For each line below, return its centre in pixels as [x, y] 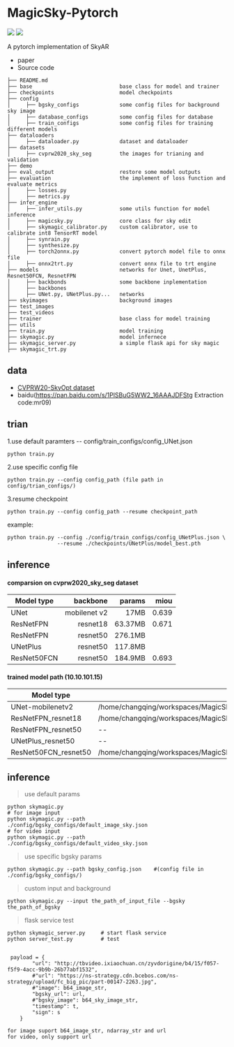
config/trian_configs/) [42, 486]
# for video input [34, 832]
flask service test [49, 921]
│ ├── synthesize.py [43, 245]
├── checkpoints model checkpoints [90, 92]
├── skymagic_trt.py [37, 349]
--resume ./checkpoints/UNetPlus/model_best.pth [128, 543]
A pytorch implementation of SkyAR [58, 46]
